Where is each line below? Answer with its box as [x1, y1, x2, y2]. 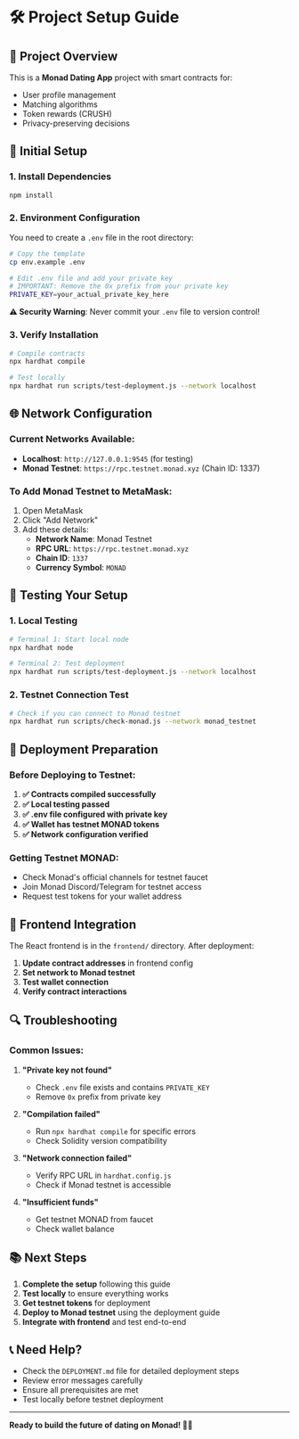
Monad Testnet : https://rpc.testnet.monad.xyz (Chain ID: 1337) [21, 463, 261, 473]
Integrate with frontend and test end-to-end [21, 1316, 187, 1327]
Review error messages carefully [21, 1375, 143, 1386]
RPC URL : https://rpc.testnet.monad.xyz [35, 543, 190, 554]
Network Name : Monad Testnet [35, 534, 153, 545]
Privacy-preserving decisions [21, 118, 131, 128]
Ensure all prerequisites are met [21, 1385, 139, 1395]
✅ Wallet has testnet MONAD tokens [21, 818, 160, 829]
